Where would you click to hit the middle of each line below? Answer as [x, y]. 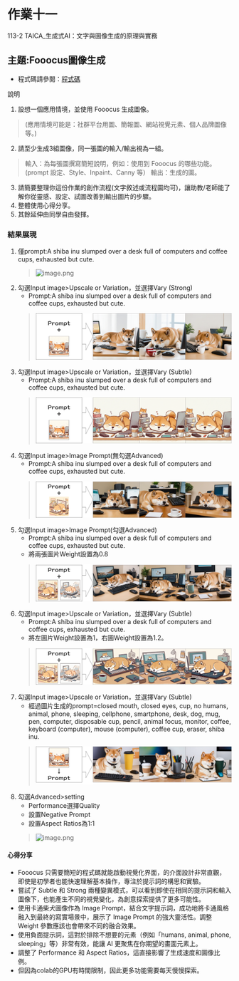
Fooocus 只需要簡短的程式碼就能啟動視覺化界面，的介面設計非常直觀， [122, 872]
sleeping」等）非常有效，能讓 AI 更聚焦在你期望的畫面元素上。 [110, 943]
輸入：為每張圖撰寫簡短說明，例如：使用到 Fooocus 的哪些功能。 [120, 163]
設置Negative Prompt [59, 815]
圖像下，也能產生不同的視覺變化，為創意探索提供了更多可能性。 [111, 899]
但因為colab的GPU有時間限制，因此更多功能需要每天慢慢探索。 [110, 970]
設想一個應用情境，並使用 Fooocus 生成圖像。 [85, 109]
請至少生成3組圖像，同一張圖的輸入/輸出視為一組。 [92, 148]
